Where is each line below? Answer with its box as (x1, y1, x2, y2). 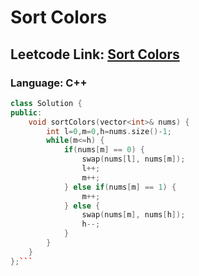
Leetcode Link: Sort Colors (10, 46, 180, 63)
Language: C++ (10, 76, 88, 90)
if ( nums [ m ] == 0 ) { (63, 145, 145, 155)
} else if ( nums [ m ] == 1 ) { (63, 182, 177, 192)
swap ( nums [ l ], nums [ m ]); (81, 154, 186, 165)
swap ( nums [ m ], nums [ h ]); (81, 210, 186, 220)
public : (10, 107, 43, 118)
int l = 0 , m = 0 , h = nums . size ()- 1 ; (46, 126, 172, 136)
